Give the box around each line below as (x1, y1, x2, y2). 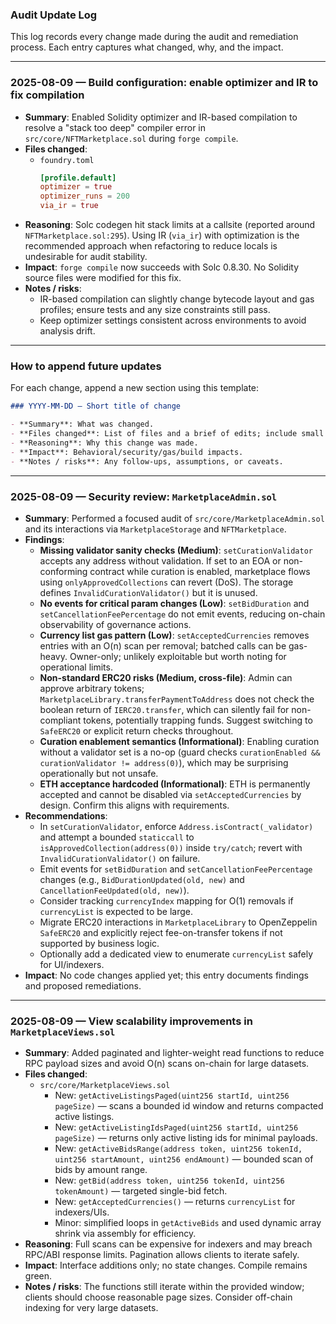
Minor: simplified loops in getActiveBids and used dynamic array (54, 1217, 322, 1229)
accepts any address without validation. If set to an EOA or (39, 554, 282, 567)
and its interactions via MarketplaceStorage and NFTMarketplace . (24, 523, 287, 535)
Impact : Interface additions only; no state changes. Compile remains (24, 1259, 308, 1272)
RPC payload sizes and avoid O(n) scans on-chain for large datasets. (24, 1058, 310, 1070)
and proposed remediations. (24, 979, 142, 992)
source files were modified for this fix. (24, 272, 182, 284)
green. (24, 1270, 53, 1282)
